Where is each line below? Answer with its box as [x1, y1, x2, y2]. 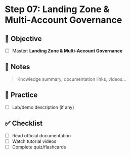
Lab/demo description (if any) [12, 104, 74, 110]
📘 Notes [5, 63, 30, 71]
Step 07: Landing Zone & [5, 4, 110, 15]
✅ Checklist [5, 119, 43, 128]
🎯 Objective [5, 34, 42, 43]
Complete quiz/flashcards [12, 144, 66, 150]
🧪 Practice [5, 91, 38, 99]
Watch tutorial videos [12, 138, 57, 144]
